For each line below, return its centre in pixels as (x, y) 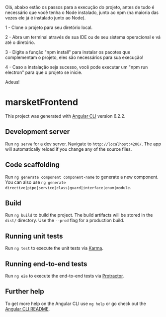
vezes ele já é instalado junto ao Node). (45, 18)
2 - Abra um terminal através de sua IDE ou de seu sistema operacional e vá (83, 37)
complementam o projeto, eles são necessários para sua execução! (74, 57)
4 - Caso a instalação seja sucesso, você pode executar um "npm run (77, 67)
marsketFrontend (42, 102)
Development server (38, 132)
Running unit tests (34, 236)
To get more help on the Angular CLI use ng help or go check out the (76, 304)
